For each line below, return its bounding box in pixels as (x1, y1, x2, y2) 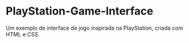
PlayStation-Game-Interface (6, 4, 154, 18)
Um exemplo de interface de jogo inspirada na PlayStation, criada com (6, 24, 183, 31)
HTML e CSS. (6, 30, 40, 38)
